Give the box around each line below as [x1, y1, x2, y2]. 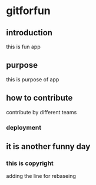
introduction [6, 28, 53, 38]
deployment [6, 123, 42, 131]
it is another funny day [6, 141, 91, 151]
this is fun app [6, 43, 41, 50]
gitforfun [6, 4, 51, 18]
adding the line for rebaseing [6, 173, 77, 180]
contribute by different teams [6, 108, 77, 115]
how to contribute [6, 93, 73, 103]
